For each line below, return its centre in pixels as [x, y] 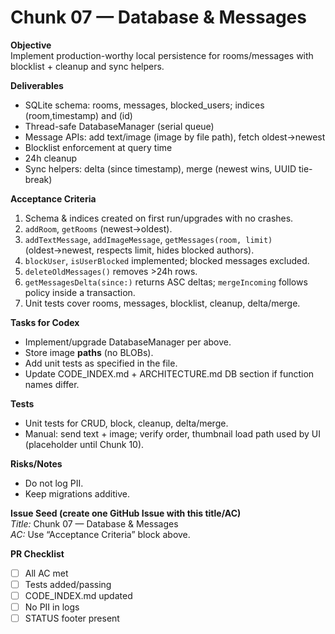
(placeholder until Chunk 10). [84, 444]
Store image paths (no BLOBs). [89, 352]
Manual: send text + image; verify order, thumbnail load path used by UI [172, 433]
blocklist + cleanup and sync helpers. [87, 66]
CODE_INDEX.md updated [78, 596]
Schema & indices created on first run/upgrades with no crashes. [159, 218]
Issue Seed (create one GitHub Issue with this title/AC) [126, 513]
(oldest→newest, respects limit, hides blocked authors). [139, 250]
